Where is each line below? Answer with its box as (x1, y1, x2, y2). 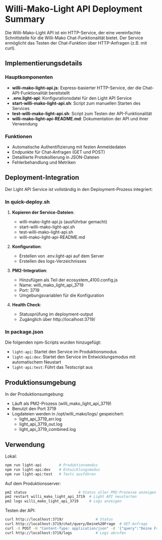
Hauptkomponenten (5, 74, 53, 80)
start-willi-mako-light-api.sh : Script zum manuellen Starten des (12, 100, 141, 106)
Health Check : (12, 302, 41, 308)
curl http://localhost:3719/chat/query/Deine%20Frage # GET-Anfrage (5, 522, 148, 526)
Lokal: (5, 453, 17, 459)
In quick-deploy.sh (5, 198, 50, 205)
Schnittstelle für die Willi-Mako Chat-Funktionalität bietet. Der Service (5, 35, 143, 41)
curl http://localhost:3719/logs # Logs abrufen (5, 530, 126, 535)
